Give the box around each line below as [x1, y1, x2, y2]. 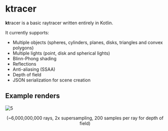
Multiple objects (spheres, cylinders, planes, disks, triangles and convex [12, 39, 163, 46]
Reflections [12, 61, 36, 67]
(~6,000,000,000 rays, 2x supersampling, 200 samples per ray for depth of [7, 115, 163, 121]
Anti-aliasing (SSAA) [12, 66, 56, 72]
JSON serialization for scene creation [12, 77, 91, 83]
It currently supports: [5, 29, 50, 35]
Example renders [5, 92, 60, 100]
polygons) [12, 45, 34, 51]
